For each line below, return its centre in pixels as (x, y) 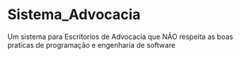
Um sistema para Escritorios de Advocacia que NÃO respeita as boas (120, 37)
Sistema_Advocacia (74, 15)
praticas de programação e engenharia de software (92, 44)
